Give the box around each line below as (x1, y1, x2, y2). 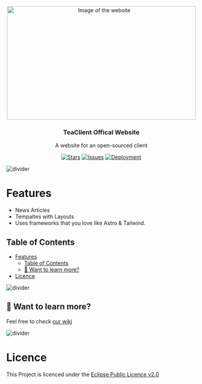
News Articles (14, 207, 50, 214)
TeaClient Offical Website (63, 128, 140, 136)
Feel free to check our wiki (6, 317, 72, 325)
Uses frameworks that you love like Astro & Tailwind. (14, 219, 146, 227)
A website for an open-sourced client (55, 142, 148, 149)
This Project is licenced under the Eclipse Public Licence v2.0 (6, 371, 160, 378)
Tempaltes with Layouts (14, 213, 74, 220)
